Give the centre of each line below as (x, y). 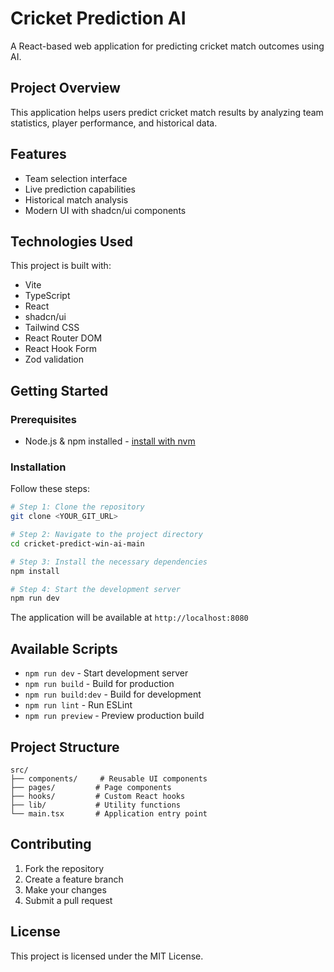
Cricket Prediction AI (98, 18)
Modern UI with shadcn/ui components (105, 210)
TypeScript (47, 296)
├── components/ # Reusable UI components (109, 778)
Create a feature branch (74, 879)
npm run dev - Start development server (106, 673)
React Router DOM (63, 338)
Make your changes (65, 889)
